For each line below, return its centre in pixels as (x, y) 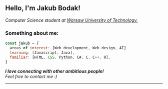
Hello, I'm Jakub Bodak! (43, 8)
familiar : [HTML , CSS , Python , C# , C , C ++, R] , (60, 57)
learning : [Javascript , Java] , (42, 52)
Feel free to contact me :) (31, 77)
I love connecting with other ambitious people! (54, 71)
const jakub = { (22, 44)
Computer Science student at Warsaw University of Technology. (72, 20)
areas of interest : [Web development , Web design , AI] (68, 48)
